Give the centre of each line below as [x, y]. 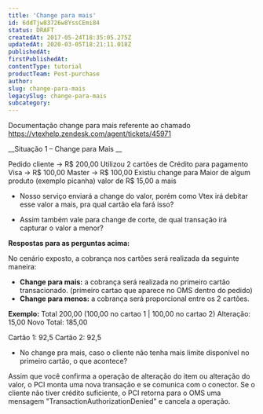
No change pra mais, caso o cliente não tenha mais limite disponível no [134, 353]
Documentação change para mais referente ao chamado [99, 126]
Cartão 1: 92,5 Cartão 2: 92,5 [55, 338]
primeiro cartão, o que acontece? [73, 361]
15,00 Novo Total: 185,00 [48, 322]
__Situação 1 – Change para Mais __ [65, 149]
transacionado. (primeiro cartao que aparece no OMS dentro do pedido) [136, 291]
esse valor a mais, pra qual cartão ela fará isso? [97, 204]
